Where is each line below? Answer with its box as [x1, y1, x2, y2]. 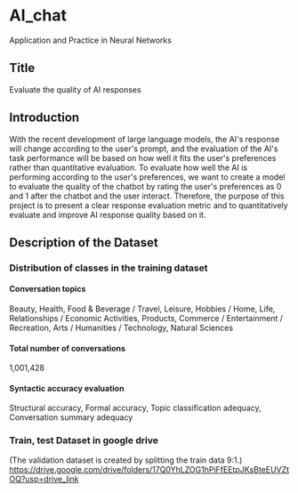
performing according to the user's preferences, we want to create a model [9, 171, 286, 182]
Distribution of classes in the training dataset [9, 262, 208, 274]
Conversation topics [9, 284, 86, 295]
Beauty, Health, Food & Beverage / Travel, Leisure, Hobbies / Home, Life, [9, 303, 276, 314]
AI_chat [9, 5, 68, 26]
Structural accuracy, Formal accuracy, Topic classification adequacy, [9, 402, 262, 414]
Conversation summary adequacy [9, 412, 133, 423]
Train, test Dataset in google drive [9, 434, 158, 447]
